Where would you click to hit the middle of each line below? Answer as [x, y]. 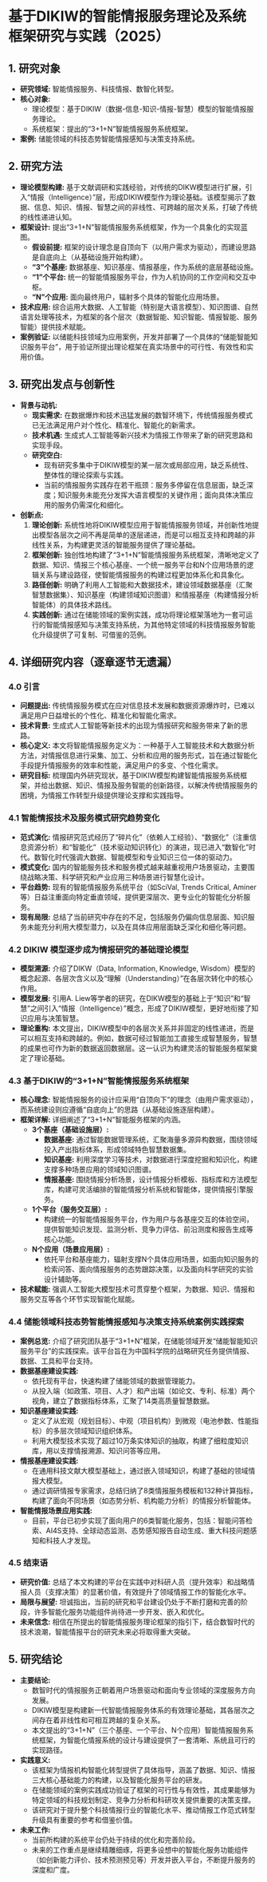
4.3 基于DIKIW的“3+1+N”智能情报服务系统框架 [99, 1081]
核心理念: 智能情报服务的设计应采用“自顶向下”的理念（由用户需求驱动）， [138, 1100]
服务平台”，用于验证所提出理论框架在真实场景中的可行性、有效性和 [137, 346]
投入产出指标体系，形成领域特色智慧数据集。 [117, 1149]
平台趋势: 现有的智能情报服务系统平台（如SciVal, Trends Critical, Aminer [138, 887]
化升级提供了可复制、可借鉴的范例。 [91, 635]
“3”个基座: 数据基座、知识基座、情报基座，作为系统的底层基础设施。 [145, 267]
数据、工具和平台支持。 [58, 1361]
